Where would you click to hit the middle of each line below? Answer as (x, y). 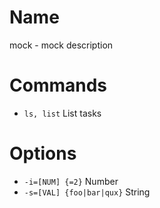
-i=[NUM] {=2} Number (71, 181)
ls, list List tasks (62, 113)
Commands (58, 85)
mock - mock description (61, 45)
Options (43, 153)
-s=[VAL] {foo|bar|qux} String (87, 192)
